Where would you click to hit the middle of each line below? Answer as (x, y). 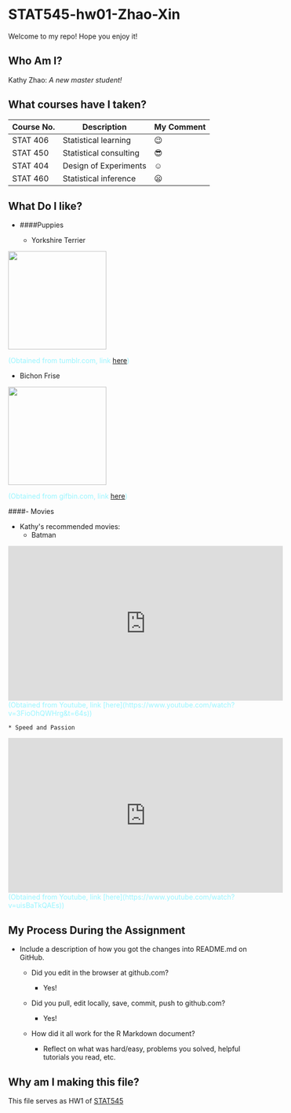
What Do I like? (45, 206)
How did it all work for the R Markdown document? (113, 1034)
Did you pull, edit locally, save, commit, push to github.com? (128, 1003)
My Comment (180, 127)
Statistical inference (99, 178)
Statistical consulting (101, 152)
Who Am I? (35, 61)
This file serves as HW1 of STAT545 (66, 1101)
